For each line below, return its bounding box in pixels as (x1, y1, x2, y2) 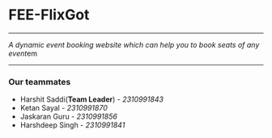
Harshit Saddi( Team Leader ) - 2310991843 (19, 94, 164, 104)
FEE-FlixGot (8, 6, 90, 24)
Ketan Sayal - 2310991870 (19, 103, 108, 113)
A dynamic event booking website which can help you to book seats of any (8, 40, 260, 49)
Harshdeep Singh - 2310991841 (19, 120, 125, 130)
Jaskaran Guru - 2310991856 (19, 111, 117, 122)
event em (8, 48, 38, 58)
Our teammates (8, 76, 71, 87)
